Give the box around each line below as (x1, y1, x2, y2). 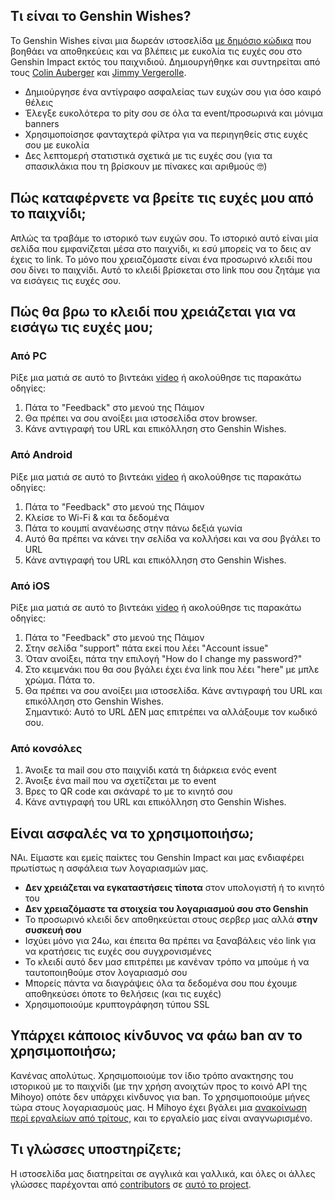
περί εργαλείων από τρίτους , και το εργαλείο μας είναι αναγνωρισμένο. (10, 1112, 313, 1124)
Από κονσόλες (10, 741, 83, 755)
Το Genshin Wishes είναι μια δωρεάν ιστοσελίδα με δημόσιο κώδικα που (10, 34, 312, 46)
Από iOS (10, 579, 51, 593)
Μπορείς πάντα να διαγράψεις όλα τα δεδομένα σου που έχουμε (24, 977, 298, 989)
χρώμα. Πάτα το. (24, 674, 96, 686)
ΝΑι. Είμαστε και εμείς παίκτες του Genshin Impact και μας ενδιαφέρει (10, 852, 305, 864)
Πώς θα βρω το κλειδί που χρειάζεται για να (10, 304, 297, 321)
